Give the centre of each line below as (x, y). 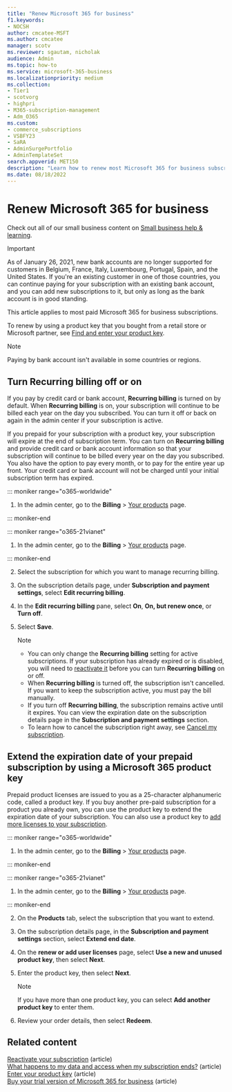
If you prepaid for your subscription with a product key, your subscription (111, 434)
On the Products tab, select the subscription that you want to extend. (116, 918)
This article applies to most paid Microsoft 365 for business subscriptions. (113, 312)
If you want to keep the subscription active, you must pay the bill (119, 690)
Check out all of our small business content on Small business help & (105, 228)
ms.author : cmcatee (35, 39)
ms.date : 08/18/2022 (37, 174)
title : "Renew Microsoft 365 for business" (71, 14)
